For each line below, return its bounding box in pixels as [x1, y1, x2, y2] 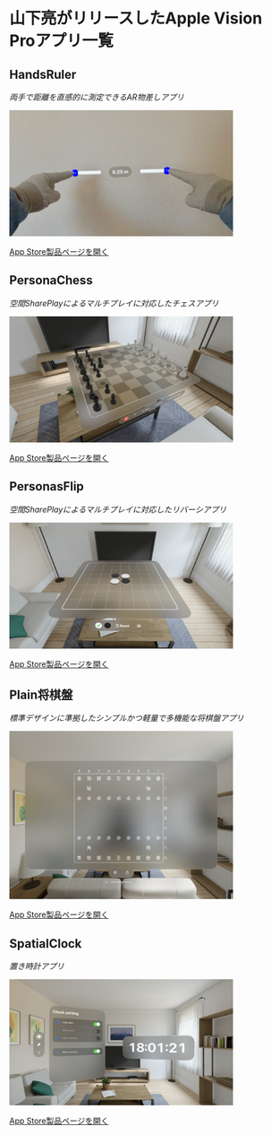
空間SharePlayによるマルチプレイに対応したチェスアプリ [9, 298, 219, 308]
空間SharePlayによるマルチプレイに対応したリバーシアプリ [9, 504, 227, 515]
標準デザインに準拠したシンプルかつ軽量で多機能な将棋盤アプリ [9, 713, 244, 723]
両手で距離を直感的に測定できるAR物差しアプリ [9, 91, 185, 102]
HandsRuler [9, 66, 77, 82]
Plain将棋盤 [9, 688, 73, 703]
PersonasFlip [9, 479, 85, 494]
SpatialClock [9, 936, 82, 951]
